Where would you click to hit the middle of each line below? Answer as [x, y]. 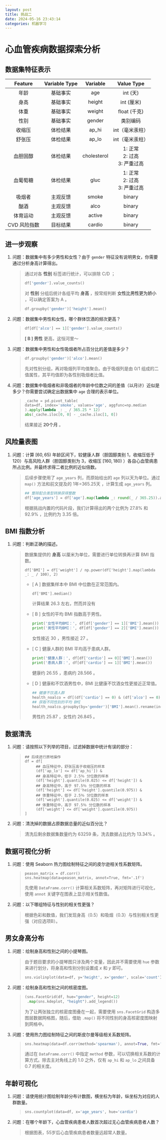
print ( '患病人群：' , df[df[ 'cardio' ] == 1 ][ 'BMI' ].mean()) [92, 663]
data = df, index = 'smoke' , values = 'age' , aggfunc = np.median [85, 405]
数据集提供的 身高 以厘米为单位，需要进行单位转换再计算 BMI [87, 555]
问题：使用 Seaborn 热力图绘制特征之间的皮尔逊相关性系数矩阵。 [78, 864]
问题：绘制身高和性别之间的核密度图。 [51, 987]
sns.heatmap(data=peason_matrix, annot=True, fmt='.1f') [84, 878]
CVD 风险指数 [23, 225]
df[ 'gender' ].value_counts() [55, 283]
